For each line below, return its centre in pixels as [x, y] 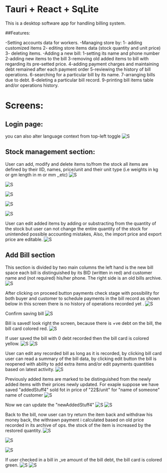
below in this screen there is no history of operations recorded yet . [75, 304]
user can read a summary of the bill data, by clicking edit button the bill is [81, 359]
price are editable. [24, 239]
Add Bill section [30, 255]
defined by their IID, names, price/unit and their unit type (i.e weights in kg [82, 169]
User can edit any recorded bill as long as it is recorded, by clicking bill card [83, 353]
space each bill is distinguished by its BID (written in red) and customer [79, 273]
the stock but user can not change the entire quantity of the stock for [76, 228]
